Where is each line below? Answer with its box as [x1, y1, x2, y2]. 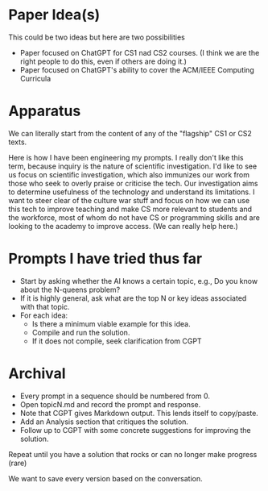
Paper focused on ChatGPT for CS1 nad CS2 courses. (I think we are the [19, 48, 260, 57]
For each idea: [19, 310, 68, 320]
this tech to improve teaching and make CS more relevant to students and [8, 204, 252, 214]
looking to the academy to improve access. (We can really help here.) [8, 221, 239, 231]
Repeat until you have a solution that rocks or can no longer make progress [8, 449, 258, 459]
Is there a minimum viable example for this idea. [31, 318, 191, 328]
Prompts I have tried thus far [8, 250, 203, 268]
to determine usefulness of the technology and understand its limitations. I [8, 187, 255, 197]
